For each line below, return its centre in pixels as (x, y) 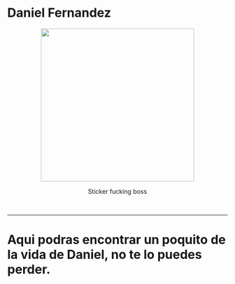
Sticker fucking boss (117, 191)
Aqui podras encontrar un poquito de (116, 240)
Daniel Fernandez (59, 13)
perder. (29, 270)
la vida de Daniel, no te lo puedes (105, 255)
